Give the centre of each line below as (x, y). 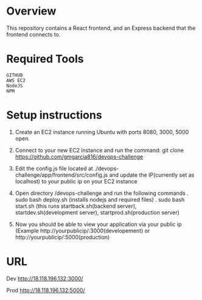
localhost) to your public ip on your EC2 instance (76, 181)
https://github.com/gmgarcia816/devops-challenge (79, 157)
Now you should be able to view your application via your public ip (98, 224)
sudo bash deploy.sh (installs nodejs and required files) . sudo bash (100, 199)
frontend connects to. (33, 34)
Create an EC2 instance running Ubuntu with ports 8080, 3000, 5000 (102, 132)
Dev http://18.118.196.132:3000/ (45, 278)
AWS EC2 (16, 80)
